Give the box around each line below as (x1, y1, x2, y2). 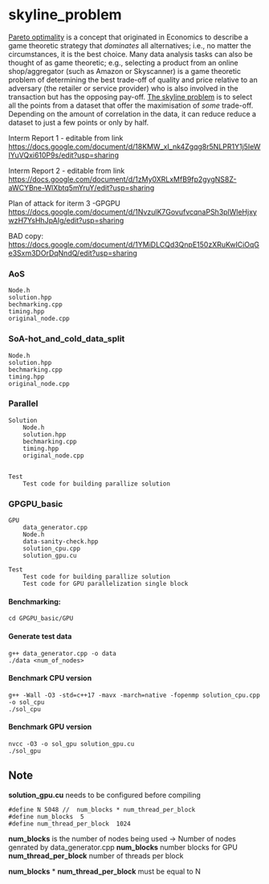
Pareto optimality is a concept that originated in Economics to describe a (8, 32, 249, 42)
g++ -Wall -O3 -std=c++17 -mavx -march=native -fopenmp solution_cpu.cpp (8, 691, 261, 699)
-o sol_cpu (8, 698, 45, 706)
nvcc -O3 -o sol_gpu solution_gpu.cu (8, 739, 135, 748)
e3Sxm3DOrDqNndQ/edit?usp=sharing (8, 248, 138, 258)
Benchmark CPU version (8, 673, 92, 683)
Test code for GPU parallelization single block (22, 580, 189, 588)
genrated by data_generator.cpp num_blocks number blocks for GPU (8, 842, 238, 852)
